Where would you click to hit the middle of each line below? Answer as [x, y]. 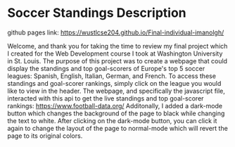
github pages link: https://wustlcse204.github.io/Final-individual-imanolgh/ [116, 32]
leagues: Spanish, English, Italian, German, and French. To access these [112, 76]
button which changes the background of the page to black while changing [116, 113]
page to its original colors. [45, 136]
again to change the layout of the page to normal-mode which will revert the [118, 128]
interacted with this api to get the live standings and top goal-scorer [106, 98]
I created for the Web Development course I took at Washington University [115, 53]
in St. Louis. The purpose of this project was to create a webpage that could [117, 60]
